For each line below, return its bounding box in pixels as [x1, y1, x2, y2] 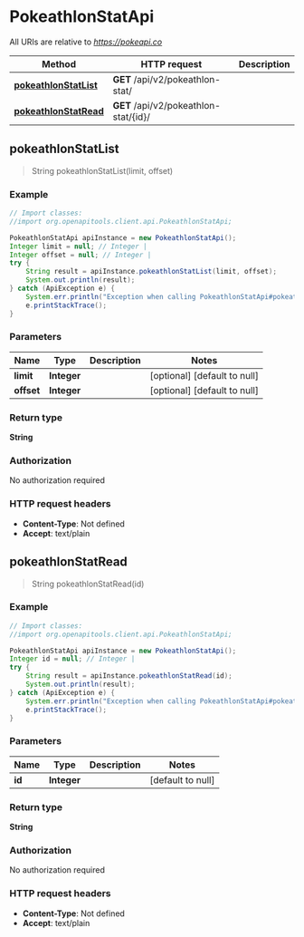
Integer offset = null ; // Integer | [9, 250, 152, 259]
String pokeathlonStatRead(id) [31, 578, 145, 589]
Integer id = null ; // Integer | [9, 654, 136, 663]
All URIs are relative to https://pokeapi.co [9, 36, 163, 47]
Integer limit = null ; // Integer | [9, 242, 147, 251]
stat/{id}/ [112, 111, 151, 123]
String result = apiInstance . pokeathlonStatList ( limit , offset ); [25, 267, 278, 276]
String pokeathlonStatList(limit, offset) [31, 165, 174, 176]
